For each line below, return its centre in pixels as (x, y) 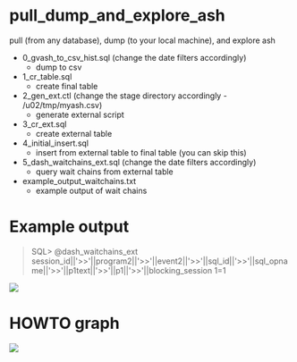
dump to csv (59, 67)
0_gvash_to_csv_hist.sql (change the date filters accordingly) (134, 57)
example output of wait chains (91, 190)
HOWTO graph (64, 324)
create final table (67, 86)
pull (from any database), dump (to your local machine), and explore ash (142, 40)
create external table (74, 133)
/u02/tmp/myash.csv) (62, 105)
